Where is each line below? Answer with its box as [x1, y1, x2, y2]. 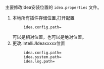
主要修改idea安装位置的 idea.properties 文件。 [5, 4, 102, 10]
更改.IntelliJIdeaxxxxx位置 [12, 40, 65, 46]
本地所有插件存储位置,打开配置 [12, 15, 75, 21]
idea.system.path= [23, 55, 62, 60]
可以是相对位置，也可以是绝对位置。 [12, 34, 87, 40]
